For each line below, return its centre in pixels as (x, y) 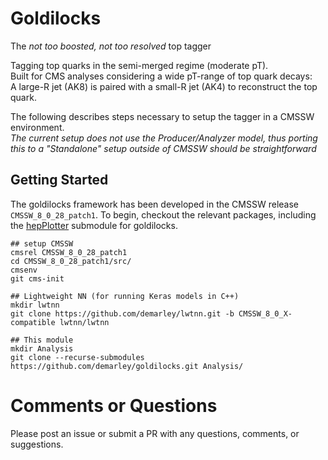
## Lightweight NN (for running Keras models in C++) (125, 296)
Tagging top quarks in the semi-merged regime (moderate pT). (139, 65)
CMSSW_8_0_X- (265, 313)
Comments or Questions (114, 405)
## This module (42, 340)
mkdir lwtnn (35, 305)
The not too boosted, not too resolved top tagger (111, 46)
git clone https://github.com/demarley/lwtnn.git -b (122, 313)
